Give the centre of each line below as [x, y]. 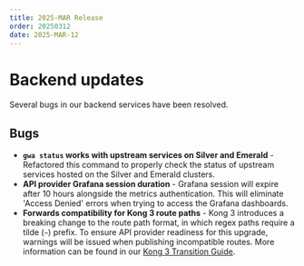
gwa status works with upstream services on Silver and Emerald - [148, 155]
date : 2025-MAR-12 [44, 34]
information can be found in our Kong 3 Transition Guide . [129, 251]
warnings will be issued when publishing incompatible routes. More [148, 242]
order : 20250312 [40, 26]
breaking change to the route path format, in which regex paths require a [158, 222]
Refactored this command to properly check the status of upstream [148, 165]
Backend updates [77, 79]
